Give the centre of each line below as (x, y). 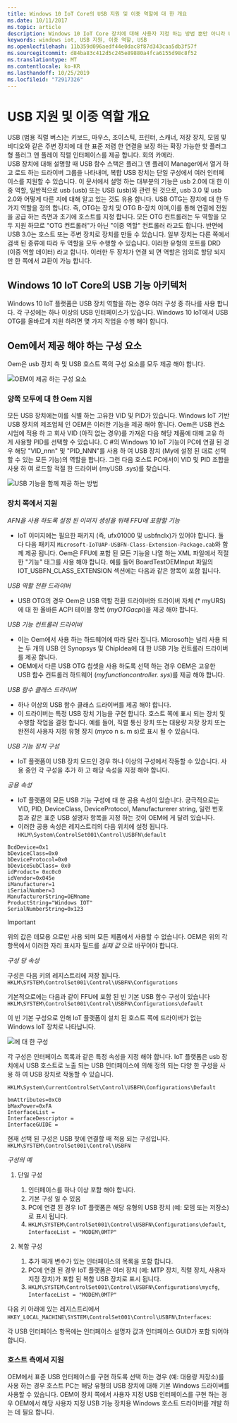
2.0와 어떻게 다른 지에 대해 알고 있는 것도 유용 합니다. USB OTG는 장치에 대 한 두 (118, 199)
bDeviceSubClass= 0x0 (39, 866)
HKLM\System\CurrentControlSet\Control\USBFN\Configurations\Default (112, 1087)
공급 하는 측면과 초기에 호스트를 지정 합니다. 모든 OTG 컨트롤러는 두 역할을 (117, 217)
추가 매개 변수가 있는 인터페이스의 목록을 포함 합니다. (101, 1261)
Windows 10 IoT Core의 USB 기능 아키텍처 (97, 285)
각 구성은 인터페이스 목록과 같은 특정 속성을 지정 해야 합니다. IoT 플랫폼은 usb (114, 1056)
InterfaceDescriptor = (41, 1118)
